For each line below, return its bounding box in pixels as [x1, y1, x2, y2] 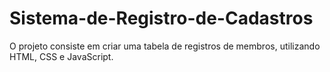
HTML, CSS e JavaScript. [9, 50, 114, 62]
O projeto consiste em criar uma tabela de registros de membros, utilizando [9, 40, 321, 52]
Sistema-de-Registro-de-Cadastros [9, 7, 314, 30]
